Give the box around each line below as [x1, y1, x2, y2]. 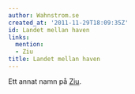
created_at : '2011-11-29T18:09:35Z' [8, 19, 129, 27]
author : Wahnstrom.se [8, 11, 80, 20]
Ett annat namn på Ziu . [8, 76, 81, 86]
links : [8, 33, 30, 42]
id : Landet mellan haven [8, 26, 90, 34]
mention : [15, 41, 44, 49]
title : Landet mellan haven [8, 56, 101, 63]
